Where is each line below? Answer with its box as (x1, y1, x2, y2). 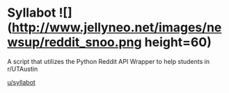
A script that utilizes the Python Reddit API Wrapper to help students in (7, 57, 210, 65)
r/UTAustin (7, 65, 38, 73)
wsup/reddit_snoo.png (7, 35, 142, 50)
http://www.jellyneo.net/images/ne (11, 19, 222, 35)
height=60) (144, 35, 212, 50)
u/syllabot (7, 78, 36, 86)
